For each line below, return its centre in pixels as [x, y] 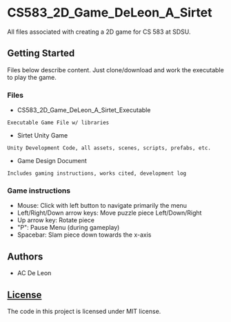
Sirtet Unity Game [42, 136]
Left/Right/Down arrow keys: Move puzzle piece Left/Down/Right [109, 213]
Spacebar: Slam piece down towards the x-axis [84, 235]
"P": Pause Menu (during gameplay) [68, 228]
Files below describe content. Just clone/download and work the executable [115, 69]
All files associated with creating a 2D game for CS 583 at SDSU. [99, 32]
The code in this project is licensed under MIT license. [84, 311]
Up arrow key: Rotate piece [56, 220]
